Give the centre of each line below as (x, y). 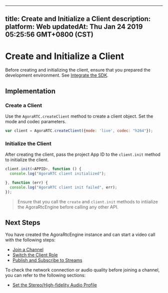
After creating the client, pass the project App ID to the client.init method (83, 155)
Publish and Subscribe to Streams (47, 260)
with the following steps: (30, 240)
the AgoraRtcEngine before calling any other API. (68, 207)
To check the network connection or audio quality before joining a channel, (82, 270)
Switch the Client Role (35, 255)
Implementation (30, 91)
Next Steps (23, 223)
